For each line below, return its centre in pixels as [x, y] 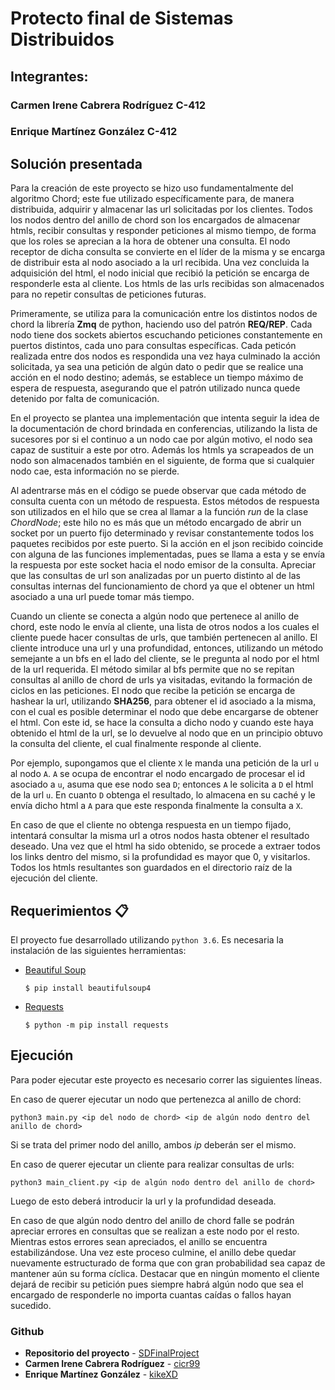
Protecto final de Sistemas [122, 18]
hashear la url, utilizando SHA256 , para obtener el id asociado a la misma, [163, 701]
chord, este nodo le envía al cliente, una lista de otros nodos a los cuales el [165, 627]
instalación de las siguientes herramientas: [98, 951]
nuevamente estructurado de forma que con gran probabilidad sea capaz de [168, 1263]
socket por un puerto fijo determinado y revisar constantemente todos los [162, 533]
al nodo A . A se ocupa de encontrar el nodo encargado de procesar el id [158, 774]
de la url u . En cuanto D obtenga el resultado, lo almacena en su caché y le [163, 795]
